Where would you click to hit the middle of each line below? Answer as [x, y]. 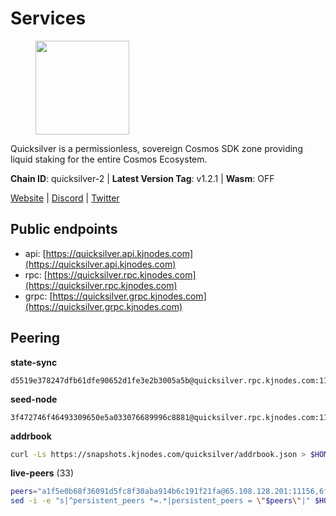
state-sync [34, 362]
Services [48, 18]
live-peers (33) [42, 473]
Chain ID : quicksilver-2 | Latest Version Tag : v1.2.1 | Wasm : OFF [142, 178]
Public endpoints [64, 229]
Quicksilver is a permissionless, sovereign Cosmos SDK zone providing [156, 148]
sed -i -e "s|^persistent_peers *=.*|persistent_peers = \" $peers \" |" [160, 501]
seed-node [34, 399]
